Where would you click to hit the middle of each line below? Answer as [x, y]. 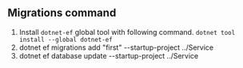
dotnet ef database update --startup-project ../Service [109, 55]
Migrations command [62, 13]
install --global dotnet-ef [66, 40]
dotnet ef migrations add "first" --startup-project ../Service [116, 47]
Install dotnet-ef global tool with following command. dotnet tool [127, 32]
